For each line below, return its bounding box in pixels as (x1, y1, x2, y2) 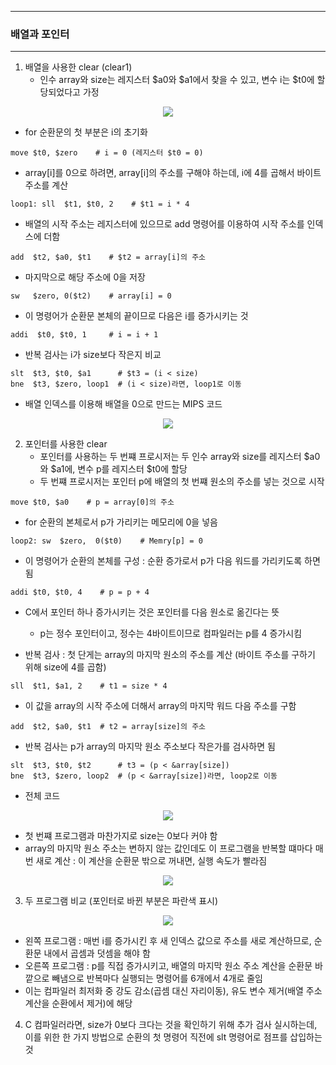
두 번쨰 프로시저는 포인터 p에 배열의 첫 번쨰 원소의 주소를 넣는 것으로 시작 (39, 476, 325, 488)
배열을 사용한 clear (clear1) (24, 61, 133, 73)
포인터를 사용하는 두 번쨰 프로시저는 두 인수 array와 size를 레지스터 (39, 451, 302, 463)
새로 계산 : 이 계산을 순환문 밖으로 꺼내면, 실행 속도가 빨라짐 (35, 855, 268, 867)
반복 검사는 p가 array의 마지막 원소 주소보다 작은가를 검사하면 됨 (24, 741, 276, 753)
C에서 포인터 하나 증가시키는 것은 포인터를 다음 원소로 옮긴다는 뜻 (24, 606, 280, 618)
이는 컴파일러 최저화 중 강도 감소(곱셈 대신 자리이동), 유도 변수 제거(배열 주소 (24, 985, 323, 997)
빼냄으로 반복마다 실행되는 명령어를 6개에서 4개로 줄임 (51, 972, 263, 985)
